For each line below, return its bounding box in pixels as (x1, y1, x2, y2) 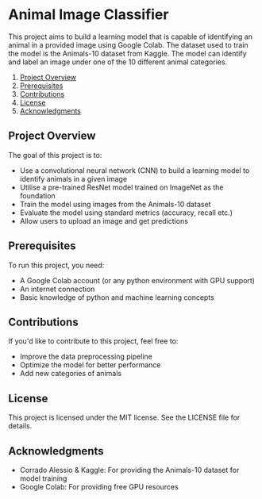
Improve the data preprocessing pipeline (19, 351, 152, 362)
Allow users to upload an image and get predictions (19, 216, 189, 225)
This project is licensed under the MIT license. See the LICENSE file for (8, 413, 241, 422)
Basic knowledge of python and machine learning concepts (19, 292, 214, 302)
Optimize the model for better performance (19, 360, 161, 370)
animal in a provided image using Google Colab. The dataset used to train (8, 40, 249, 49)
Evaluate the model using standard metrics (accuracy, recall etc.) (19, 208, 233, 217)
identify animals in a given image (19, 174, 128, 183)
